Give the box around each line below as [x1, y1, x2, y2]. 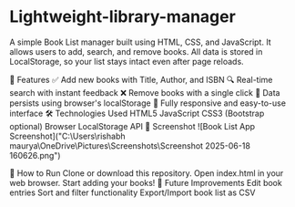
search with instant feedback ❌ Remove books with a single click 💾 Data [9, 87, 280, 98]
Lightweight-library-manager [9, 6, 237, 27]
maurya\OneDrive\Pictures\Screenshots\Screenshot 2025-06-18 [9, 140, 250, 151]
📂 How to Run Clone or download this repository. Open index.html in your [9, 167, 284, 179]
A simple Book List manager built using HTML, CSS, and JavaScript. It [9, 36, 271, 47]
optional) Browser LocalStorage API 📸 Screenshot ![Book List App [9, 120, 256, 131]
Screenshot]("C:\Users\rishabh [9, 130, 126, 141]
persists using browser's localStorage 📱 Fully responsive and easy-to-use [9, 98, 287, 109]
